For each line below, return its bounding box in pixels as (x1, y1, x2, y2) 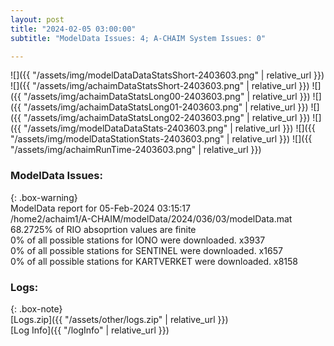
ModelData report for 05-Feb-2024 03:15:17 (10, 202, 191, 214)
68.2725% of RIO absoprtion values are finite (10, 223, 197, 235)
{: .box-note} (10, 302, 63, 315)
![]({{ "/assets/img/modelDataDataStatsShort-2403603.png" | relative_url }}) (10, 69, 325, 81)
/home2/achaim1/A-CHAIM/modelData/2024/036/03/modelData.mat (10, 212, 293, 225)
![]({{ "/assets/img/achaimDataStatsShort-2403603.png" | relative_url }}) (10, 80, 310, 92)
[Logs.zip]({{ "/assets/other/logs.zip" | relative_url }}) (10, 313, 229, 325)
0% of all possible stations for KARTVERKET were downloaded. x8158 (10, 255, 299, 267)
